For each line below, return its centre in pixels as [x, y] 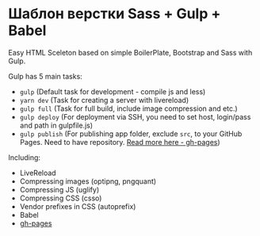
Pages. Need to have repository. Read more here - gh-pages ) [120, 142]
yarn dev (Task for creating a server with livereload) [104, 100]
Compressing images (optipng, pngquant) [88, 181]
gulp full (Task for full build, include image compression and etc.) [128, 108]
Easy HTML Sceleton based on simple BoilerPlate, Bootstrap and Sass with [130, 52]
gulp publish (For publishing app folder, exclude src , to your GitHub [131, 133]
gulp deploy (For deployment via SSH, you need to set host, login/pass [135, 116]
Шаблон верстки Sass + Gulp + [115, 14]
